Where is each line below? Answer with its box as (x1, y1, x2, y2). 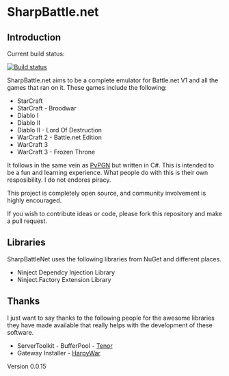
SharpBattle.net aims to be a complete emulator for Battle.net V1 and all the (7, 76, 219, 84)
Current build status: (7, 49, 65, 58)
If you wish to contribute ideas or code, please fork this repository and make (7, 210, 222, 218)
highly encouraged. (7, 196, 62, 204)
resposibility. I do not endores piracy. (7, 176, 111, 184)
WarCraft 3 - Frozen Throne (16, 148, 96, 156)
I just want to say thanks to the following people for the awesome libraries (7, 314, 215, 322)
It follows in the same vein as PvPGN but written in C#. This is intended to (7, 161, 214, 169)
